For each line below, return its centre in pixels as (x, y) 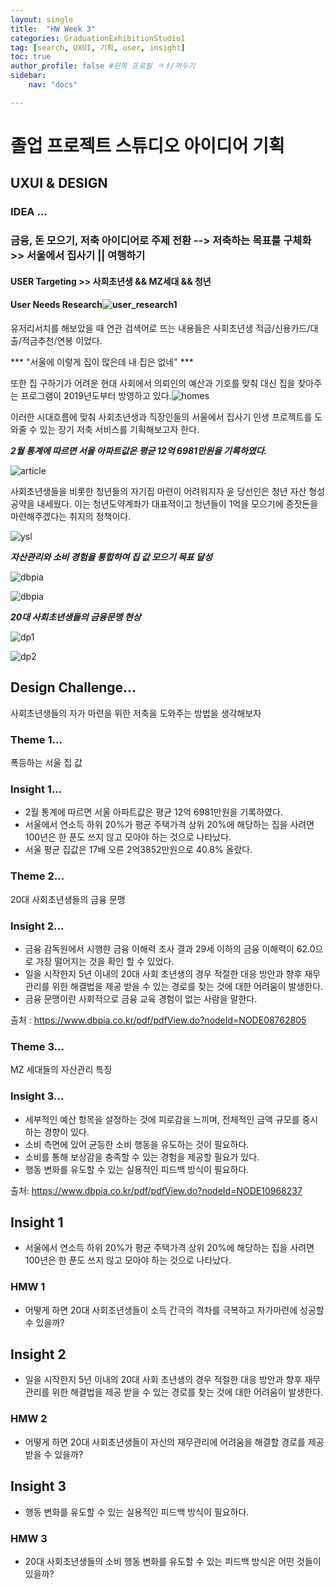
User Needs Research (56, 305)
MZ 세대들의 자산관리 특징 (61, 1070)
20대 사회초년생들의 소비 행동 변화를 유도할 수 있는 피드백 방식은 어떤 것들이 (173, 1561)
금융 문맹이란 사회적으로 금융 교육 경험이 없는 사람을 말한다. (141, 998)
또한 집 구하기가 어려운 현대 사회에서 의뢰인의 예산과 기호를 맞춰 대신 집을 (153, 383)
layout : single (42, 19)
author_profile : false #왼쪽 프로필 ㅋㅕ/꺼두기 (103, 66)
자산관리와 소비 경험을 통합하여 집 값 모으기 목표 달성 (111, 557)
